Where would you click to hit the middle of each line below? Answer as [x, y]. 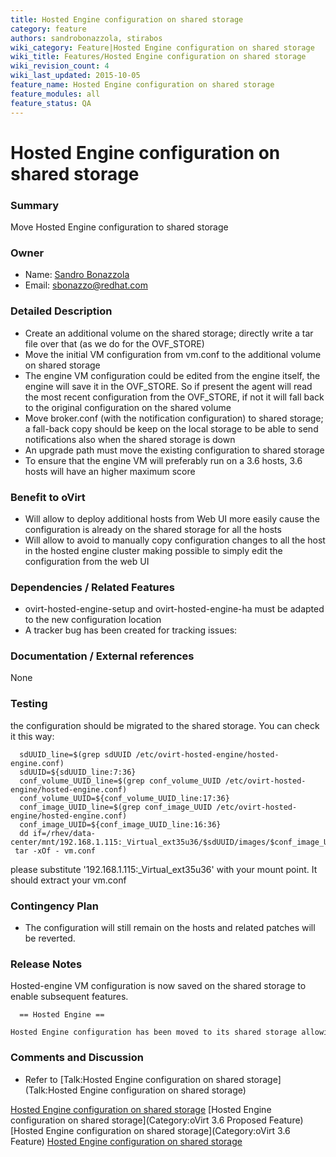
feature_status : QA [51, 103]
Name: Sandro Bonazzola [77, 275]
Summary [35, 205]
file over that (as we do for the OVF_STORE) [114, 343]
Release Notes [46, 964]
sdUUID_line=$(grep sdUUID [75, 754]
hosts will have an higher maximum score [110, 471]
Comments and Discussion [77, 1058]
